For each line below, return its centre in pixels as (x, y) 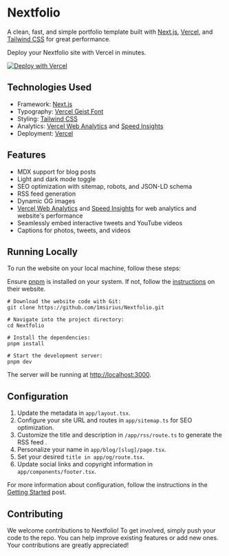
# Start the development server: (55, 356)
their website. (26, 289)
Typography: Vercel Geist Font (60, 111)
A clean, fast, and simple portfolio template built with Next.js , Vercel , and (110, 32)
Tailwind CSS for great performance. (59, 39)
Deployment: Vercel (45, 133)
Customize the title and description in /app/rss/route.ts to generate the (119, 435)
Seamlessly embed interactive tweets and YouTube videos (100, 223)
